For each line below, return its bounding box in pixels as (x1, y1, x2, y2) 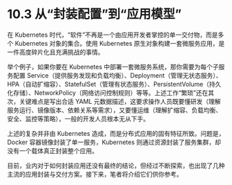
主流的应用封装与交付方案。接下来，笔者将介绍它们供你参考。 (7, 170, 183, 178)
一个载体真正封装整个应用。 (19, 146, 98, 155)
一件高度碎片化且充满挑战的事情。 (7, 48, 104, 56)
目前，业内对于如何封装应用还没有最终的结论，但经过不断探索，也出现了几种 (7, 161, 225, 170)
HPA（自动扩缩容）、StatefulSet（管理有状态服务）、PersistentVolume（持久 (7, 80, 222, 88)
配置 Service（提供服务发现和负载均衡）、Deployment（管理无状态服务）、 (12, 71, 222, 80)
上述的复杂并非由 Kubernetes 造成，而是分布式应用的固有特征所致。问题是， (7, 129, 225, 137)
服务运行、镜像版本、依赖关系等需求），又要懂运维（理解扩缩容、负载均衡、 (7, 105, 222, 114)
